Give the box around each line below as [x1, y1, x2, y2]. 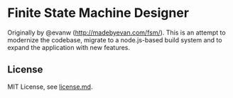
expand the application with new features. [7, 43, 130, 51]
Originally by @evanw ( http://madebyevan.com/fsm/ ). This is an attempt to [7, 28, 226, 37]
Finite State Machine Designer [7, 5, 190, 21]
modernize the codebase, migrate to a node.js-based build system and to [7, 35, 222, 44]
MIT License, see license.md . [7, 82, 93, 91]
